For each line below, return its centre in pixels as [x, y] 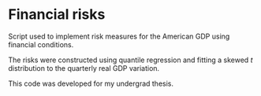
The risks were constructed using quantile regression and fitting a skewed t [130, 60]
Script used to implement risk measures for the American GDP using [119, 36]
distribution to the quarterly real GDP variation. [84, 68]
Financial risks [57, 15]
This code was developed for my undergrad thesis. [91, 83]
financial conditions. [41, 44]
